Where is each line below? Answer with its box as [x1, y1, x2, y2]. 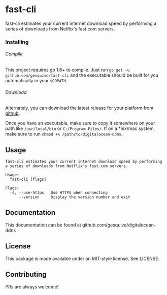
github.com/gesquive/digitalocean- [82, 222, 156, 228]
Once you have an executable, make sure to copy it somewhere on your [5, 120, 155, 126]
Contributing [5, 270, 47, 279]
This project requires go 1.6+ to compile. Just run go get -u [5, 67, 130, 73]
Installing [5, 38, 29, 45]
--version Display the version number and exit [18, 194, 130, 200]
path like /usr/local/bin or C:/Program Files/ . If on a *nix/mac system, [5, 125, 155, 132]
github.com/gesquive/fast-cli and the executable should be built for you [5, 72, 159, 78]
